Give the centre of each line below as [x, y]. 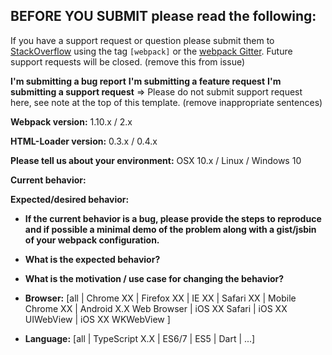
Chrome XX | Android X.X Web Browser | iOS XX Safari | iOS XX [156, 308]
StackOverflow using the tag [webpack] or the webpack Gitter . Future [151, 51]
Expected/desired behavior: [70, 199]
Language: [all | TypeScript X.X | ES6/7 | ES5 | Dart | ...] [140, 338]
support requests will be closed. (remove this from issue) [128, 61]
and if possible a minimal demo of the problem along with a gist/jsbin [170, 229]
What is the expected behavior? [92, 259]
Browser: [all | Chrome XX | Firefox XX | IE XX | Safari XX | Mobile [160, 298]
